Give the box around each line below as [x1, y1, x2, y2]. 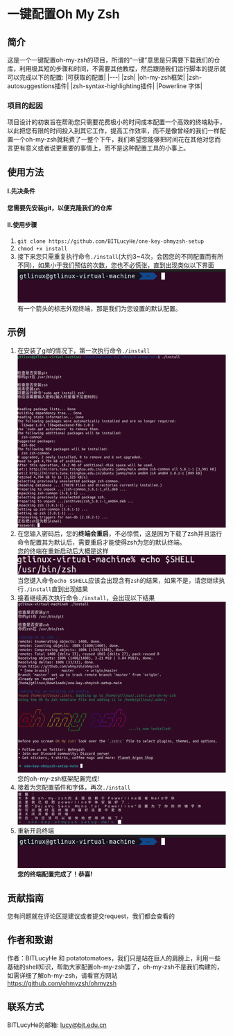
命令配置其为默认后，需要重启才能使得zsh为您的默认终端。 [17, 538, 186, 547]
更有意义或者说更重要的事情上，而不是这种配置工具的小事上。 [12, 144, 189, 153]
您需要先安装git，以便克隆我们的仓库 [7, 203, 112, 212]
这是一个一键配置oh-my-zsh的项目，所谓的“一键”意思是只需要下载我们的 [7, 56, 214, 64]
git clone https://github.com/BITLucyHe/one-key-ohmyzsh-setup [17, 238, 205, 245]
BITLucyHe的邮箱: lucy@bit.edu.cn [7, 1021, 107, 1029]
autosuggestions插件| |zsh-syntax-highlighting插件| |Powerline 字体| [7, 82, 203, 90]
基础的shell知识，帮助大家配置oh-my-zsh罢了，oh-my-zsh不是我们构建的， [7, 962, 223, 971]
